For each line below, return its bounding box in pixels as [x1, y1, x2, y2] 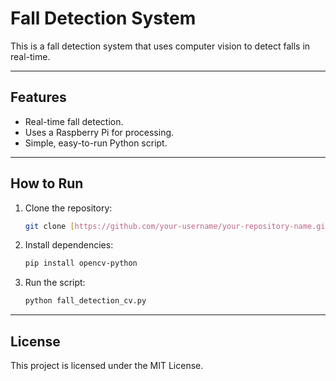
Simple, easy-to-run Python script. [24, 137, 168, 149]
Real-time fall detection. [24, 115, 124, 127]
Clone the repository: [24, 202, 113, 214]
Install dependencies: [24, 239, 114, 251]
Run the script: [24, 277, 86, 289]
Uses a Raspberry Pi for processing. [24, 126, 175, 138]
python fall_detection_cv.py [24, 296, 147, 306]
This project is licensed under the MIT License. [10, 360, 204, 371]
